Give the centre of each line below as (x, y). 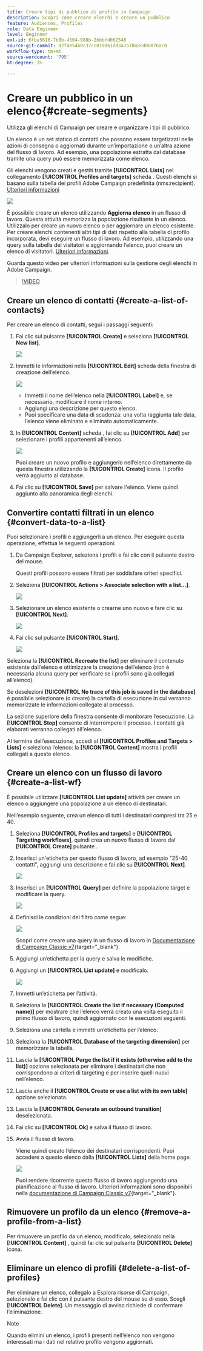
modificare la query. (41, 894)
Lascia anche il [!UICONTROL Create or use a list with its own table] (101, 1091)
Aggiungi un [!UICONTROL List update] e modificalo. (82, 970)
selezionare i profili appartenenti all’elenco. (69, 440)
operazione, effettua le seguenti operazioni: (61, 543)
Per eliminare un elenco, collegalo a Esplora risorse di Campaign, (88, 1292)
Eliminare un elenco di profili (62, 1268)
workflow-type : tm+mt (34, 52)
